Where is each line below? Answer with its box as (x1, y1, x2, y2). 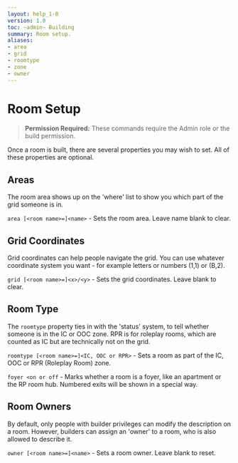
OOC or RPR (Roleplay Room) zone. (7, 358, 112, 367)
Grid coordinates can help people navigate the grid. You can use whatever (7, 254, 225, 262)
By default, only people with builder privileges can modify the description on (7, 420, 232, 428)
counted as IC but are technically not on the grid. (7, 337, 151, 345)
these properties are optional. (7, 153, 94, 162)
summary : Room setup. (7, 30, 72, 38)
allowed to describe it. (7, 435, 72, 443)
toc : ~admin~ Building (7, 24, 75, 31)
